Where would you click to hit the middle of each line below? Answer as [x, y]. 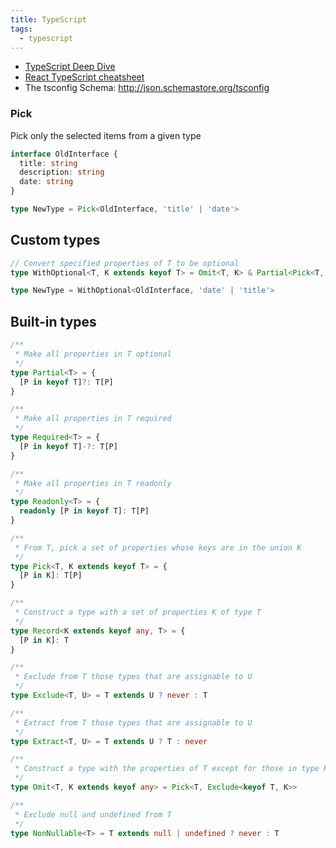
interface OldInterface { [64, 154]
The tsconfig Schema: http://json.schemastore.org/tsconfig [147, 88]
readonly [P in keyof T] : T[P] [84, 511]
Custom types [55, 240]
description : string [62, 172]
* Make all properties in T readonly [93, 483]
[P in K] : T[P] [51, 576]
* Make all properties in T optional [93, 354]
